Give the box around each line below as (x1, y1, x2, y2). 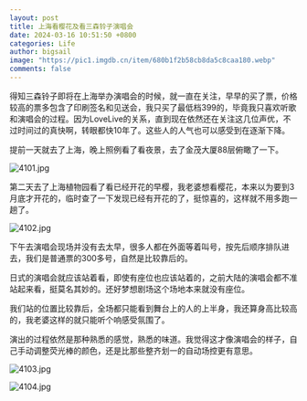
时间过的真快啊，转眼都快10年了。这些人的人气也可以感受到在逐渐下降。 (16, 124, 291, 135)
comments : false (9, 65, 71, 74)
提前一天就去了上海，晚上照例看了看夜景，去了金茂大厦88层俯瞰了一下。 (9, 143, 284, 155)
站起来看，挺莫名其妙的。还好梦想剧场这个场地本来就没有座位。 (9, 283, 249, 294)
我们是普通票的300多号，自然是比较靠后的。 (25, 252, 194, 263)
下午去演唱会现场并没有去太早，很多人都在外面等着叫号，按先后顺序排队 (9, 241, 281, 252)
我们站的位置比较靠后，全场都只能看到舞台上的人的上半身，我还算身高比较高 (9, 302, 298, 313)
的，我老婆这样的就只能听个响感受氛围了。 (9, 314, 170, 325)
